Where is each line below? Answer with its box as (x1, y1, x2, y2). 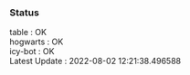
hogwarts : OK (9, 36, 64, 47)
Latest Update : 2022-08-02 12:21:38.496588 (9, 56, 181, 67)
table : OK (9, 27, 47, 38)
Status (9, 6, 39, 19)
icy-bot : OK (9, 46, 55, 57)
